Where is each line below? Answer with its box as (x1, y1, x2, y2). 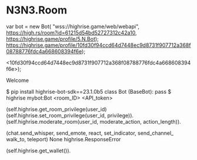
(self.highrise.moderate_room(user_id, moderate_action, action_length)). (6, 118, 181, 125)
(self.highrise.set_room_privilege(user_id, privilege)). (6, 112, 134, 119)
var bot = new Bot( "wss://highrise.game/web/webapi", (6, 23, 140, 30)
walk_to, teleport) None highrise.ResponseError (6, 135, 121, 142)
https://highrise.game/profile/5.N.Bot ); (6, 35, 99, 42)
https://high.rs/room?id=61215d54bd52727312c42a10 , (6, 29, 137, 36)
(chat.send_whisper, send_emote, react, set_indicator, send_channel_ (6, 130, 174, 137)
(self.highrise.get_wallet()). (6, 147, 71, 154)
